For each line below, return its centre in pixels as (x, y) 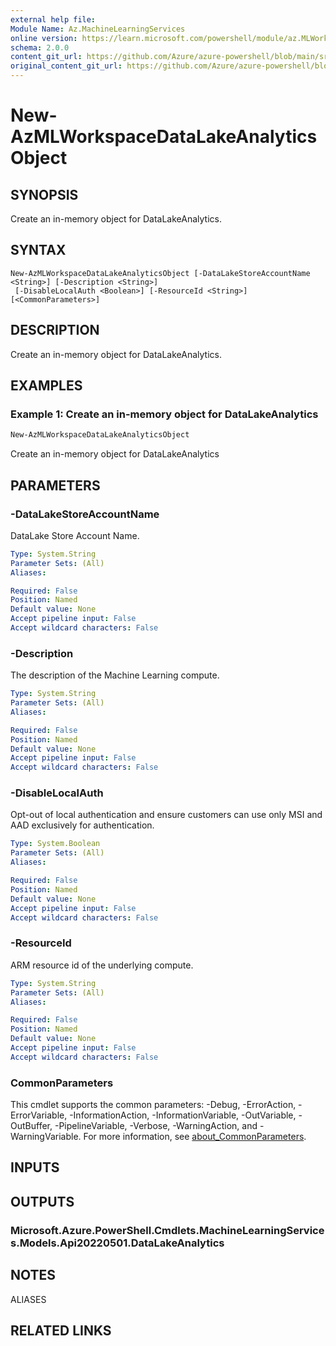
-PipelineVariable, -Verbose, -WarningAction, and (156, 1126)
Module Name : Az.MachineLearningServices (98, 29)
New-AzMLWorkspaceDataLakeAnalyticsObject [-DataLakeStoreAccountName (160, 273)
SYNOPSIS (44, 194)
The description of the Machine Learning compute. (115, 675)
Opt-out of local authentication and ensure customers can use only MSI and (166, 815)
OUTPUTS (42, 1201)
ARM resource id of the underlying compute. (102, 965)
